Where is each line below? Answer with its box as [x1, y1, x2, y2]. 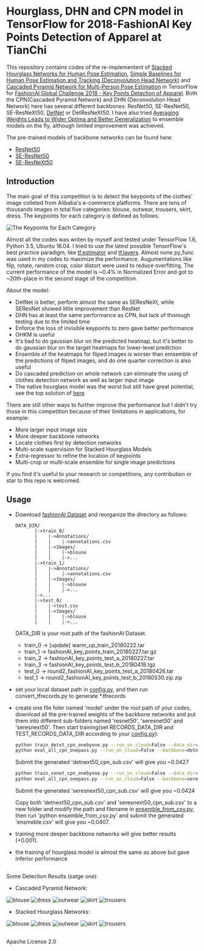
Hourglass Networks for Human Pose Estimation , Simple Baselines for [6, 70, 181, 77]
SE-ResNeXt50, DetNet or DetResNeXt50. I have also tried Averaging [6, 109, 179, 116]
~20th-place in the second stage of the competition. [6, 274, 138, 282]
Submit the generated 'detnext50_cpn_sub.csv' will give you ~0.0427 [15, 758, 189, 766]
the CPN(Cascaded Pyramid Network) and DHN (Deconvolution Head [6, 96, 181, 103]
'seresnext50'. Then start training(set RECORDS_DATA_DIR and [15, 723, 174, 731]
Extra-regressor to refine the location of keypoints [15, 452, 141, 459]
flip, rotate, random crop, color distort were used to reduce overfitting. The [6, 262, 194, 269]
